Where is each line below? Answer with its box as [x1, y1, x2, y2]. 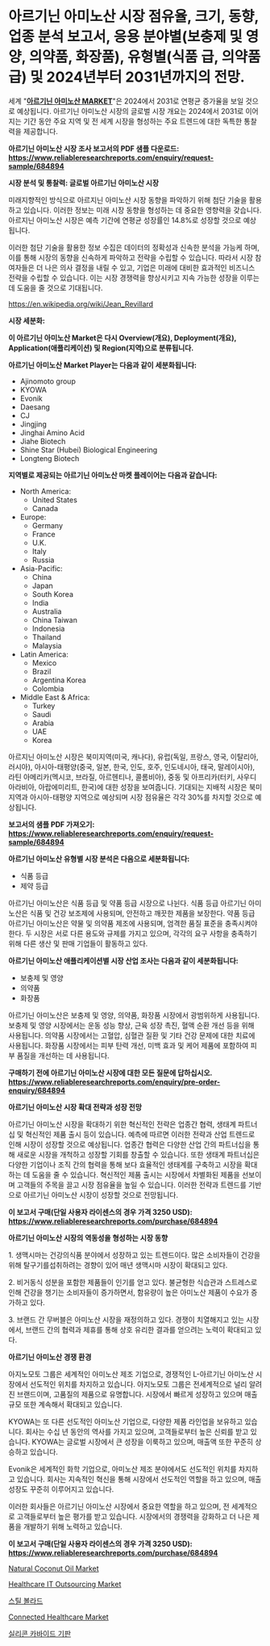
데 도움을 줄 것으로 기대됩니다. [8, 283, 103, 292]
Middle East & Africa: [19, 692, 90, 702]
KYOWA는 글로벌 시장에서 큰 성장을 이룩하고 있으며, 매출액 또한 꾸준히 [31, 1437, 254, 1447]
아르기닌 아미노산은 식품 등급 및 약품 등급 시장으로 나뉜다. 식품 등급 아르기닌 [8, 898, 247, 908]
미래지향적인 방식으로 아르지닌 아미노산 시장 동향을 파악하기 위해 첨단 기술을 [8, 195, 247, 204]
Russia [31, 555, 55, 565]
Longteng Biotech [19, 453, 80, 463]
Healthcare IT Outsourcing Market [8, 1579, 122, 1589]
